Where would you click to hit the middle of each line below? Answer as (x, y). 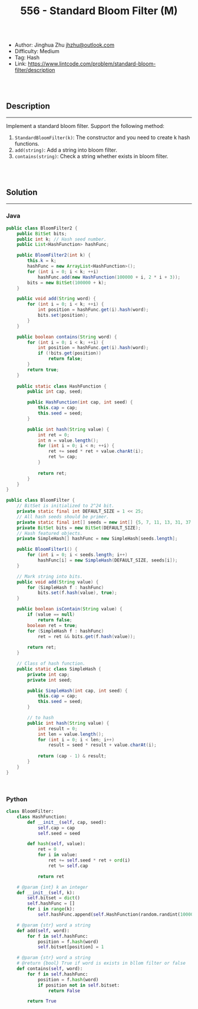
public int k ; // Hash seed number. (62, 239)
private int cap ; (48, 674)
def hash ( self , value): (56, 844)
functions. (27, 143)
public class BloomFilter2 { (42, 228)
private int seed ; (50, 680)
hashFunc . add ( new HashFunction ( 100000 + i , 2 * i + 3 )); (109, 277)
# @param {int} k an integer (52, 887)
